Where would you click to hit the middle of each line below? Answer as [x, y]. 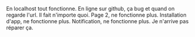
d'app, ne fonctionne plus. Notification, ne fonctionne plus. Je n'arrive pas [97, 21]
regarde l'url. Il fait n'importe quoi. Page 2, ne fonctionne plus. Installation [96, 15]
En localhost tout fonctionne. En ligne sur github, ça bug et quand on [90, 9]
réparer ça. [20, 27]
